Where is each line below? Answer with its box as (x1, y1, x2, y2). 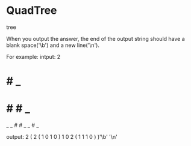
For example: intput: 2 (6, 53, 61, 60)
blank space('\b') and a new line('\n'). (6, 41, 99, 49)
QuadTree (6, 4, 57, 17)
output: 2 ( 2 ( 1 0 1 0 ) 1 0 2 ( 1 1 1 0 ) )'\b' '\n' (6, 133, 117, 141)
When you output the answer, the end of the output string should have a (6, 35, 185, 42)
